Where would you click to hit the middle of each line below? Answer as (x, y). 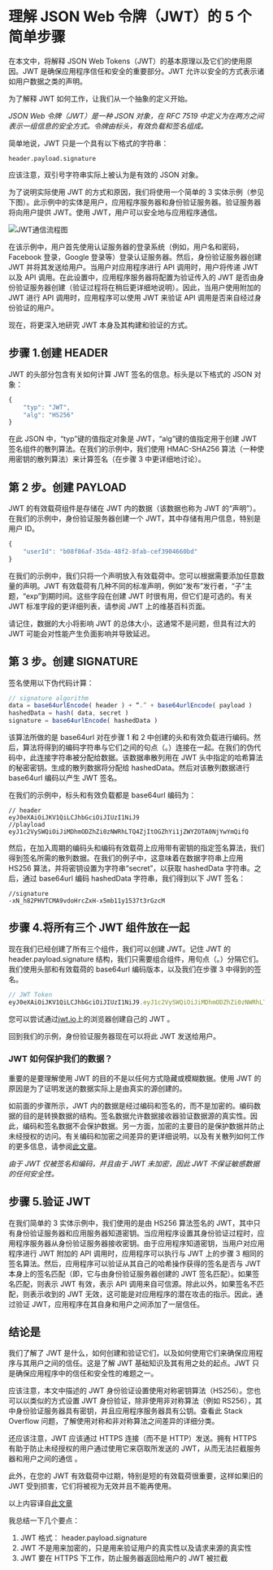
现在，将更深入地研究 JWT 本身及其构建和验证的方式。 (100, 325)
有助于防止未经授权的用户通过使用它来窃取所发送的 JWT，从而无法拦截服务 (135, 1449)
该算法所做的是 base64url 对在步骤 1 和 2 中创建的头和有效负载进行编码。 (131, 737)
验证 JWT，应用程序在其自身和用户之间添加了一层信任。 (110, 1304)
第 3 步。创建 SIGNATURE (73, 662)
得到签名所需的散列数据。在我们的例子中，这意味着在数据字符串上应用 (126, 858)
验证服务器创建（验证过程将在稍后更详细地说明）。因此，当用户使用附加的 (138, 287)
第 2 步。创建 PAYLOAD (67, 487)
